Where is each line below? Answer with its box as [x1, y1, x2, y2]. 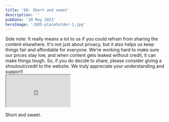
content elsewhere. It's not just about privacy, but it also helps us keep [5, 42, 155, 48]
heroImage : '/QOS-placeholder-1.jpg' [5, 22, 86, 27]
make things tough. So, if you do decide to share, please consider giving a [5, 57, 162, 64]
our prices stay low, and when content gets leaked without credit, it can [5, 52, 156, 58]
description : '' [5, 12, 40, 17]
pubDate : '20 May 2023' [5, 17, 56, 22]
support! [5, 69, 24, 75]
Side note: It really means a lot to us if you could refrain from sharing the [5, 36, 158, 42]
